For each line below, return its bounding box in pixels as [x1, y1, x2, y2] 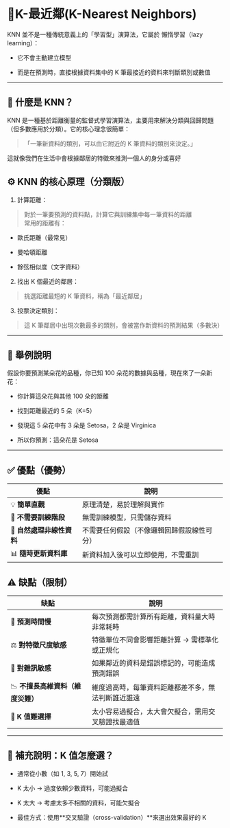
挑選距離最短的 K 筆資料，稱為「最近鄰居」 [23, 291, 146, 300]
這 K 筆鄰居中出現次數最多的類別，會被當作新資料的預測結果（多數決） [23, 321, 224, 329]
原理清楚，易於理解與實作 [81, 500, 165, 509]
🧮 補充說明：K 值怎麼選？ [7, 750, 114, 761]
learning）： [7, 38, 40, 47]
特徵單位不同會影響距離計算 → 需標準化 [91, 635, 219, 645]
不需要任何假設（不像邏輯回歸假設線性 [81, 526, 206, 535]
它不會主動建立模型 [16, 53, 72, 62]
